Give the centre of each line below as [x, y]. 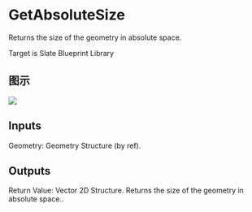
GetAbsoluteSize [67, 15]
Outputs [30, 171]
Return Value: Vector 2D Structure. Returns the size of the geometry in [126, 190]
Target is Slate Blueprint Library [61, 53]
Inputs [25, 126]
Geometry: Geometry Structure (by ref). [75, 145]
